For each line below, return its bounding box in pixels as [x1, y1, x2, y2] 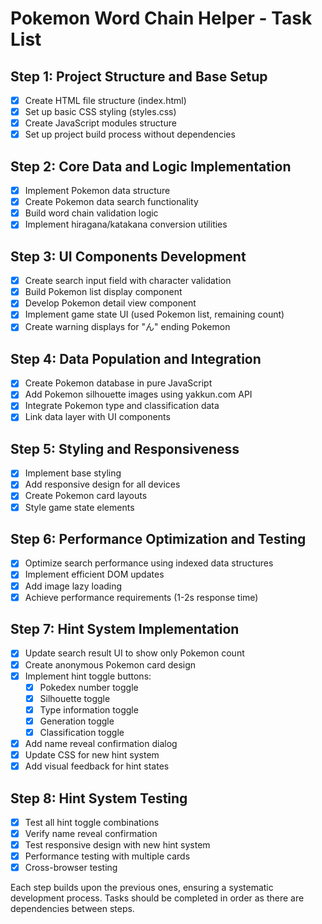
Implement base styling [24, 467, 122, 479]
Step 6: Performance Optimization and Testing [10, 530, 307, 547]
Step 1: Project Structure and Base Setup [10, 68, 268, 85]
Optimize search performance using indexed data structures [24, 557, 274, 569]
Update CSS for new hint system [24, 749, 160, 761]
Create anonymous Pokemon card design [24, 658, 197, 671]
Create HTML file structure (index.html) [24, 95, 187, 106]
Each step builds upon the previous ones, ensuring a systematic [10, 882, 274, 894]
